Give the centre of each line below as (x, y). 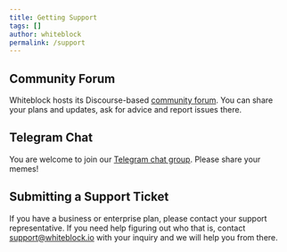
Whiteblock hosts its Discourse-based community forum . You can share (141, 100)
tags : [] (25, 26)
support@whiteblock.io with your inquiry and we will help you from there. (143, 237)
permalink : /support (48, 42)
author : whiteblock (45, 34)
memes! (24, 168)
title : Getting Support (53, 17)
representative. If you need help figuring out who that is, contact (127, 228)
